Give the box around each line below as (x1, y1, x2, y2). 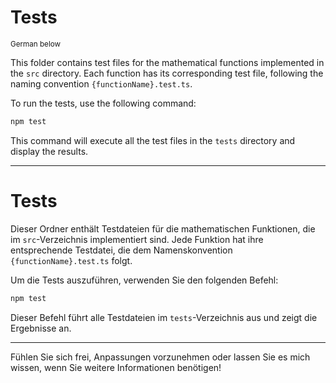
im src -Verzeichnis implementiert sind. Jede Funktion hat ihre (10, 233, 264, 245)
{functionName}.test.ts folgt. (10, 254, 133, 266)
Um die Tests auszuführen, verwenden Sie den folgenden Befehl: (10, 274, 279, 286)
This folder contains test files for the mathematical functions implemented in (10, 56, 325, 68)
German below (10, 39, 62, 49)
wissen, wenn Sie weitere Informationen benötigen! (10, 361, 222, 373)
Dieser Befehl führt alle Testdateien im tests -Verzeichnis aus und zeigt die (10, 311, 318, 323)
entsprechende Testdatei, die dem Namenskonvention (10, 244, 233, 256)
